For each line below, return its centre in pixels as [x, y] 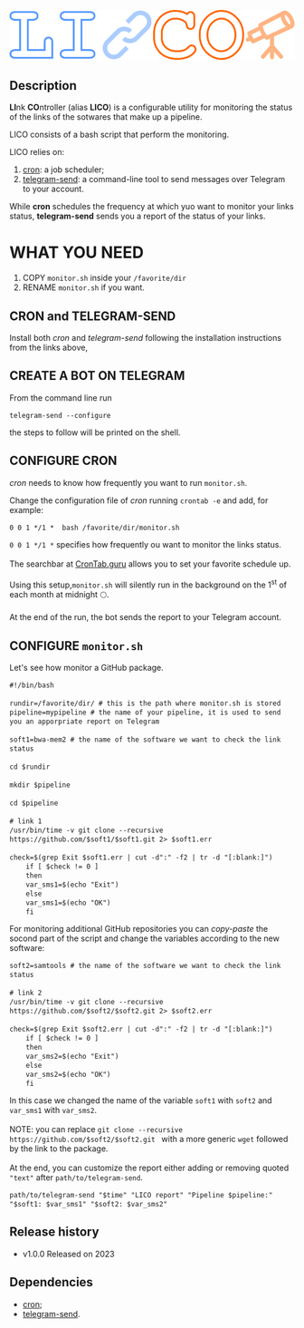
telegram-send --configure [60, 415]
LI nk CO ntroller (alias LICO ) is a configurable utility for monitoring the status [151, 107]
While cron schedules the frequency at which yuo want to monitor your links [152, 207]
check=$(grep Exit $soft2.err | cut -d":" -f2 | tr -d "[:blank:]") [141, 1030]
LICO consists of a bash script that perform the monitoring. [119, 135]
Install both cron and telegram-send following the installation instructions [146, 337]
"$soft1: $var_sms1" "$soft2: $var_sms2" [89, 1205]
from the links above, [49, 347]
